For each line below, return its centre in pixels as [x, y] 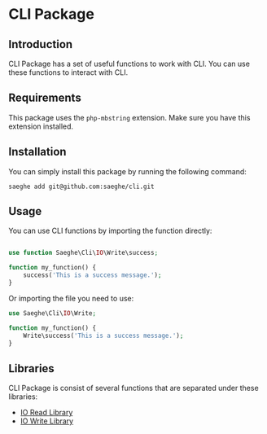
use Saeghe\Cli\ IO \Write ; [52, 313]
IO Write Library [47, 421]
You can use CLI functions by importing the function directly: [110, 231]
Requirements [45, 98]
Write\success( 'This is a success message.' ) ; [103, 335]
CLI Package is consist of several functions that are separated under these [133, 388]
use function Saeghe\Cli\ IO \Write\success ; [83, 253]
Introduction [41, 44]
